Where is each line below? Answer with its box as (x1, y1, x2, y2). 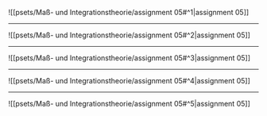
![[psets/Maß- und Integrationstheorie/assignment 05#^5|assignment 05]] (8, 99, 250, 108)
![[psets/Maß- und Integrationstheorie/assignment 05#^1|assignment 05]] (8, 8, 250, 17)
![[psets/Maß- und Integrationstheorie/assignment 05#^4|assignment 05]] (8, 76, 250, 85)
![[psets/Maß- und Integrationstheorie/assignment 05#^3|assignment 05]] (8, 53, 251, 63)
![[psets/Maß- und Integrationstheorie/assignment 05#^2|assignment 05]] (8, 30, 250, 40)
